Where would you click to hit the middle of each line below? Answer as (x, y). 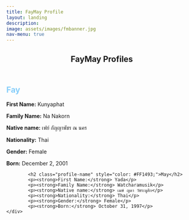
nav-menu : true (25, 35)
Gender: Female (27, 152)
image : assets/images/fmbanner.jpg (51, 29)
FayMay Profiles (102, 59)
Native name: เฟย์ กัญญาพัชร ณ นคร (47, 127)
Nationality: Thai (28, 139)
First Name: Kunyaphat (35, 104)
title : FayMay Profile (35, 12)
